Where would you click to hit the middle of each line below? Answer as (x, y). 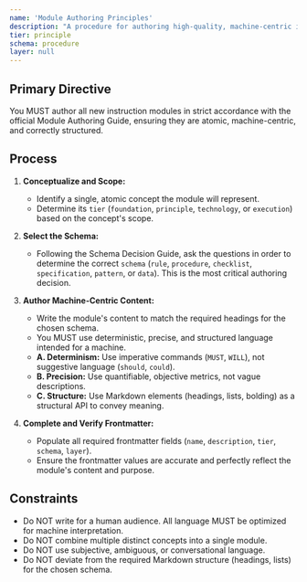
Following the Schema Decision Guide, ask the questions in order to (164, 253)
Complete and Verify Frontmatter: (88, 423)
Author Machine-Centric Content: (89, 300)
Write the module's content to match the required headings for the (161, 318)
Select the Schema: (60, 236)
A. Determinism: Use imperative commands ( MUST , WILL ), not (150, 356)
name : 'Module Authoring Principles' (81, 18)
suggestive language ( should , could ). (106, 366)
